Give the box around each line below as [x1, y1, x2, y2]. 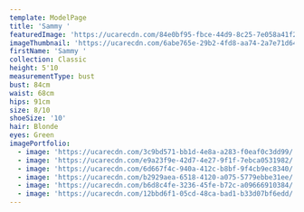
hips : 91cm [9, 97, 51, 106]
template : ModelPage [9, 13, 88, 23]
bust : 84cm [9, 80, 51, 89]
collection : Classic [9, 55, 88, 64]
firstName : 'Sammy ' [9, 47, 88, 56]
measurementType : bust [9, 72, 95, 81]
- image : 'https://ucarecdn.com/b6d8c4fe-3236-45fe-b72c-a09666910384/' [17, 181, 298, 190]
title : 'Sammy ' [9, 22, 71, 31]
